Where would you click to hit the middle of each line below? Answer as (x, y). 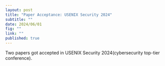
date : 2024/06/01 (24, 24)
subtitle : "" (19, 19)
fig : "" (13, 29)
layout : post (19, 10)
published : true (22, 39)
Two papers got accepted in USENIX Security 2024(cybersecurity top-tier (82, 53)
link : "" (14, 34)
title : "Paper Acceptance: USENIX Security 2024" (59, 15)
